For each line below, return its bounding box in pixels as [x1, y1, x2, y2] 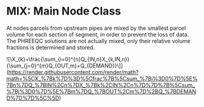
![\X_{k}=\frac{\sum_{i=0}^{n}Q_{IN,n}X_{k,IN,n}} [6, 55, 130, 63]
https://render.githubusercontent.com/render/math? [8, 68, 139, 75]
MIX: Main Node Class [6, 4, 121, 18]
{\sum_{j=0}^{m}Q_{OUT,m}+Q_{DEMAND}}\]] [6, 62, 123, 69]
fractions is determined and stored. [6, 44, 95, 51]
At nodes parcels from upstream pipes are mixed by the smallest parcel [6, 24, 186, 32]
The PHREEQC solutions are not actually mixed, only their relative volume [6, 37, 191, 44]
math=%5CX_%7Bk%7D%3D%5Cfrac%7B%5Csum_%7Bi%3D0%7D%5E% [6, 75, 198, 82]
